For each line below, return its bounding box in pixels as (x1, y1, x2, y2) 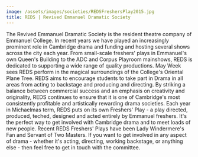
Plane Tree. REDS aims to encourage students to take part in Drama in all (6, 75, 183, 82)
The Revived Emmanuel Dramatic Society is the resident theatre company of (6, 30, 192, 37)
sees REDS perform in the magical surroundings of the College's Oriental (6, 68, 184, 75)
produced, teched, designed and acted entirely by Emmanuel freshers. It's (6, 112, 187, 119)
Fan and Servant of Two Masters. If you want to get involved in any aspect (6, 131, 187, 138)
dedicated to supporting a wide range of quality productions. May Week (6, 62, 181, 69)
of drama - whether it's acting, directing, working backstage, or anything (6, 137, 183, 145)
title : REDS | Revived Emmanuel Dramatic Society (6, 14, 131, 20)
